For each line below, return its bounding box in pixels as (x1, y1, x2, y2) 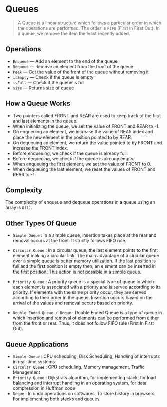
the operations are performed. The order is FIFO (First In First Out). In (17, 25, 160, 31)
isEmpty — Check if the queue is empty (12, 74, 94, 80)
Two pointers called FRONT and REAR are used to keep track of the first (12, 112, 161, 118)
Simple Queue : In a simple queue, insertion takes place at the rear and (12, 232, 157, 238)
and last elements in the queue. (12, 118, 78, 124)
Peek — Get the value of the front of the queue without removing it (12, 69, 149, 75)
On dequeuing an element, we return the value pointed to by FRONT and (12, 139, 162, 146)
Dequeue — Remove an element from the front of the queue (12, 63, 134, 69)
